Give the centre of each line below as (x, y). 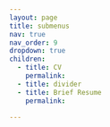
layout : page (34, 17)
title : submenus (39, 26)
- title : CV (40, 68)
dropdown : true (38, 51)
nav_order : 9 (34, 42)
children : (28, 59)
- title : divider (50, 84)
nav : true (28, 34)
